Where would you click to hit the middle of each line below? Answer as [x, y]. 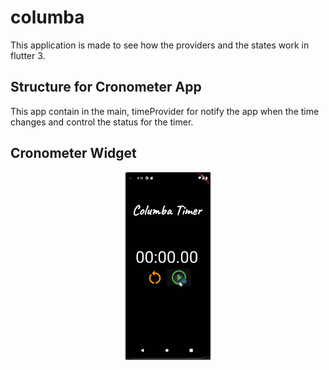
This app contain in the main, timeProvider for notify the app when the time [165, 111]
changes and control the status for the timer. [102, 122]
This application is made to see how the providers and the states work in [160, 45]
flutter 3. [28, 55]
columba [47, 17]
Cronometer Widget [73, 153]
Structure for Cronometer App [106, 87]
